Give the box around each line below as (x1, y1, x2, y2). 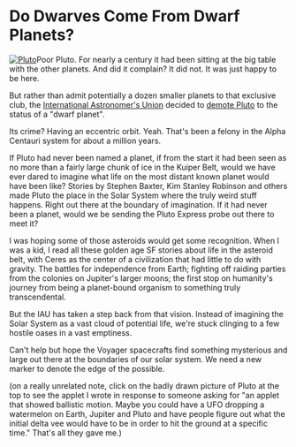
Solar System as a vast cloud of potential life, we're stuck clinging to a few (9, 318, 280, 329)
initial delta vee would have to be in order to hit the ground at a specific (9, 418, 268, 428)
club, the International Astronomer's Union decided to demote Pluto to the (9, 99, 278, 110)
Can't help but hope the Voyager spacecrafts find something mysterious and (9, 345, 288, 355)
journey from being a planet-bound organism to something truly (9, 282, 241, 292)
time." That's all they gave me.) (9, 427, 122, 438)
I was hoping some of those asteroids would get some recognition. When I (9, 235, 280, 246)
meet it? (9, 218, 39, 229)
